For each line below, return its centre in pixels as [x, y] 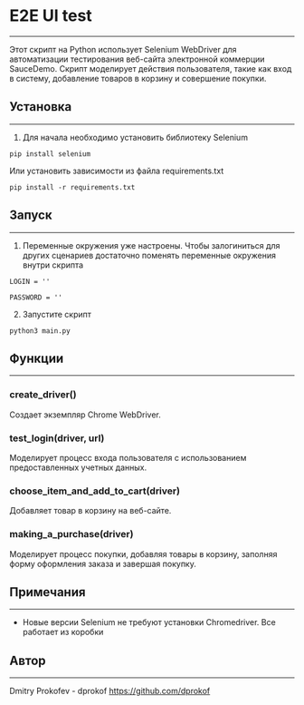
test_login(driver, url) [57, 438]
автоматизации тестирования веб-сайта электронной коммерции [137, 59]
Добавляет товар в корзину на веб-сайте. [90, 511]
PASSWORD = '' [36, 297]
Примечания [47, 592]
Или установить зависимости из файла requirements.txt [117, 171]
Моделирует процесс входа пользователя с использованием [128, 457]
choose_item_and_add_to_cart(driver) [95, 491]
